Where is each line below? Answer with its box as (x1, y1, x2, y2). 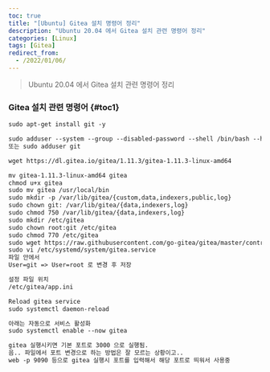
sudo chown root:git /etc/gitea (8, 223, 117, 231)
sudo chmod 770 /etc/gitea (8, 231, 99, 239)
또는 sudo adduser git (8, 142, 81, 150)
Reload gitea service (8, 297, 81, 305)
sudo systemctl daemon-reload (8, 305, 110, 313)
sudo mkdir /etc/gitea (8, 216, 84, 224)
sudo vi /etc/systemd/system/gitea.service (8, 246, 157, 254)
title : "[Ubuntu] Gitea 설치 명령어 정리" (8, 19, 141, 27)
